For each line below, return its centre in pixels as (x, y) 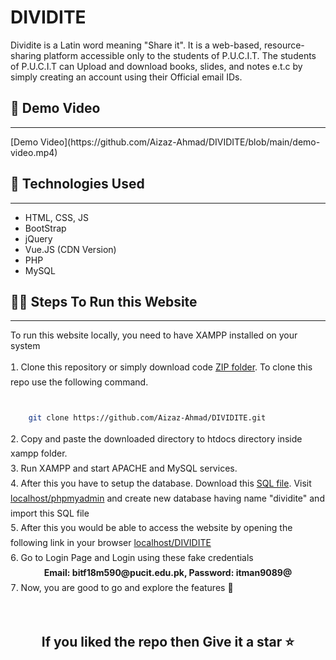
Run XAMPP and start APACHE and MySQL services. (129, 468)
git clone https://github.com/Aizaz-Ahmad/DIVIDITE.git (147, 417)
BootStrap (45, 228)
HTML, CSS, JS (56, 217)
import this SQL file (50, 513)
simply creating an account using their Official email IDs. (126, 77)
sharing (26, 55)
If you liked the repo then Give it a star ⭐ (168, 641)
